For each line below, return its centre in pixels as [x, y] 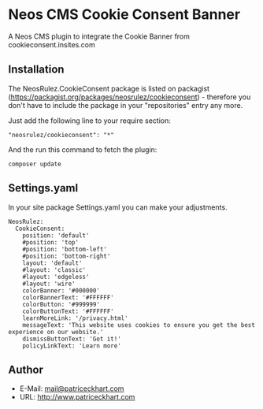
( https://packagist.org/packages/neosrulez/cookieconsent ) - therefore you [130, 97]
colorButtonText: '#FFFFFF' [68, 311]
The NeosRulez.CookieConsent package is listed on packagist [109, 88]
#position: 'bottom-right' [67, 256]
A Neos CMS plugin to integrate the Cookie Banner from [99, 36]
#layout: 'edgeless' [56, 277]
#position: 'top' [51, 242]
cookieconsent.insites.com [52, 44]
